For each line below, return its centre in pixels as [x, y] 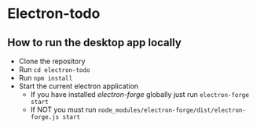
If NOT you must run [63, 109]
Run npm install [46, 78]
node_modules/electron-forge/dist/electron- [172, 110]
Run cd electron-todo [54, 70]
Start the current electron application [79, 86]
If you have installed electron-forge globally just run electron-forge [140, 94]
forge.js [45, 117]
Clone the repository [52, 61]
